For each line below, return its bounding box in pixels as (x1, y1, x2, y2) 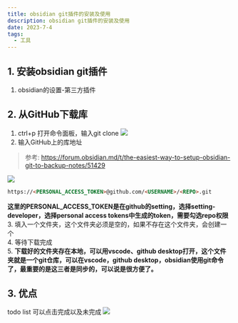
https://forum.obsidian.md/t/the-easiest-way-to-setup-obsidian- (41, 153, 231, 161)
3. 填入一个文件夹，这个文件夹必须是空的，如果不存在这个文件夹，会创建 (7, 219, 221, 229)
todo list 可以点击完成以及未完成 (7, 308, 102, 317)
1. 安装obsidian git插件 (7, 65, 108, 77)
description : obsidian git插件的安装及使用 (7, 17, 130, 24)
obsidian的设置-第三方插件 (17, 85, 96, 94)
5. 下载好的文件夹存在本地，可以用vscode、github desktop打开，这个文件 (7, 247, 227, 255)
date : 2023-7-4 (7, 24, 53, 31)
